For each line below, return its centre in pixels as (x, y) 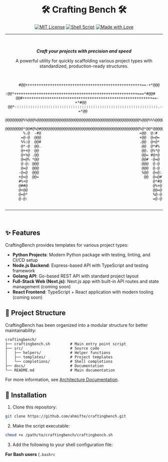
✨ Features (23, 233)
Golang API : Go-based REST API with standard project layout (75, 276)
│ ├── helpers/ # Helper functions (58, 353)
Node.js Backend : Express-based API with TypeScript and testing (80, 265)
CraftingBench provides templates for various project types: (67, 245)
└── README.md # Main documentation (60, 370)
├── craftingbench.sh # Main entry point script (66, 344)
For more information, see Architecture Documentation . (62, 379)
